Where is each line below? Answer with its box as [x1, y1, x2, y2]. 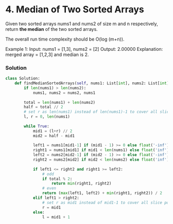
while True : [24, 123, 50, 129]
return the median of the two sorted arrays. [5, 26, 98, 32]
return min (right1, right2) [51, 181, 112, 186]
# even [42, 186, 57, 191]
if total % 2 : [42, 176, 73, 181]
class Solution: [5, 76, 40, 81]
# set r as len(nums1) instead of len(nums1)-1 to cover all [24, 109, 158, 115]
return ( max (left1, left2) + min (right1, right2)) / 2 [42, 191, 162, 196]
